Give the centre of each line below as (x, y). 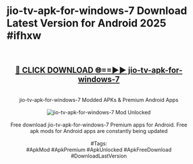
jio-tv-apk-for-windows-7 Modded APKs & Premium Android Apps (99, 100)
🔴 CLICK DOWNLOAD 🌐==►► (71, 71)
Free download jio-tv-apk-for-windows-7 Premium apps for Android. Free (99, 125)
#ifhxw (24, 36)
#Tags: (99, 143)
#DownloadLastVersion (99, 156)
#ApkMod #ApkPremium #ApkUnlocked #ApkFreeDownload (99, 149)
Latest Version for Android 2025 (87, 23)
